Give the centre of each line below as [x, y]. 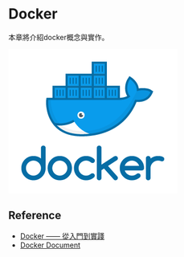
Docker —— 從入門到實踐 [62, 236]
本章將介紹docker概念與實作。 [59, 37]
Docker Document [50, 245]
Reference [35, 216]
